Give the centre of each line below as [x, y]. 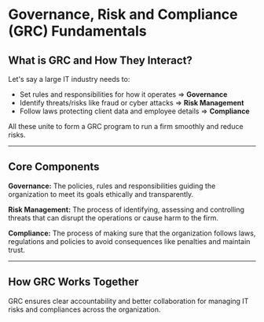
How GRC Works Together [73, 282]
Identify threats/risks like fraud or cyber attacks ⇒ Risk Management [132, 103]
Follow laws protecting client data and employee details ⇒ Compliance [134, 111]
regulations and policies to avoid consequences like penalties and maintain [129, 241]
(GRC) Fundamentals [77, 31]
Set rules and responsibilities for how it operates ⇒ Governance [123, 94]
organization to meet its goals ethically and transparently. [101, 194]
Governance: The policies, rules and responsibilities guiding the [112, 186]
